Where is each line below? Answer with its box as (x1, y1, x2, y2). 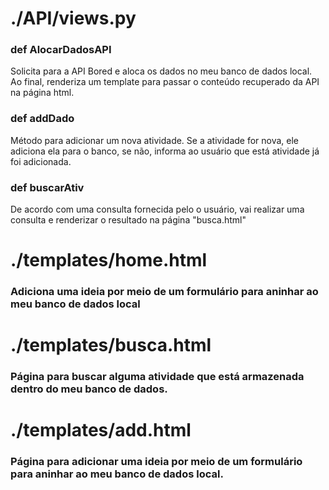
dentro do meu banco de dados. (10, 382, 168, 396)
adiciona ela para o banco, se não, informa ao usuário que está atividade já (10, 145, 320, 157)
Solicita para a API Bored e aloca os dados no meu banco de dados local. (10, 65, 313, 77)
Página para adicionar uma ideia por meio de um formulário (10, 455, 303, 469)
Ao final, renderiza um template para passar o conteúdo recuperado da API (10, 76, 320, 88)
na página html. (10, 87, 75, 99)
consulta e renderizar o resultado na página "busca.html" (10, 214, 247, 226)
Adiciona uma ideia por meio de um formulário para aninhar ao (10, 285, 319, 299)
